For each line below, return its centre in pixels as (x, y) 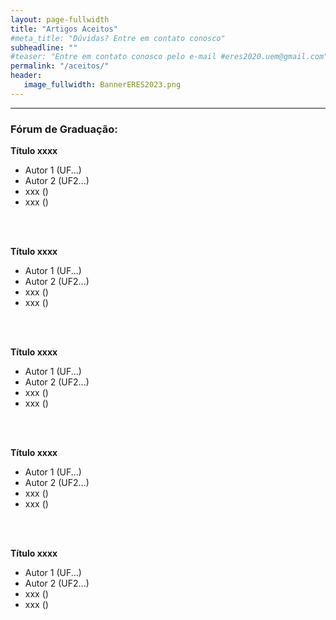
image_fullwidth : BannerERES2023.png (102, 85)
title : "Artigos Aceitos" (64, 29)
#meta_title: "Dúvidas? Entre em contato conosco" (118, 38)
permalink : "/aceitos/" (60, 66)
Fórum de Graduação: (64, 129)
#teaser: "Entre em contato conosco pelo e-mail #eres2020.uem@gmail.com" (169, 57)
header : (26, 76)
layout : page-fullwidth (60, 19)
